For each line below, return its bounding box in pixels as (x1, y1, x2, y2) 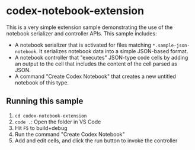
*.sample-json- (152, 43, 190, 48)
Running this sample (6, 96, 84, 106)
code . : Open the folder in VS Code (14, 118, 101, 125)
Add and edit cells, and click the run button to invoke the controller (14, 137, 178, 144)
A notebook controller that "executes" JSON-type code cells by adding (14, 54, 188, 61)
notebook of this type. (14, 79, 69, 86)
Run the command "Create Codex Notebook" (14, 131, 126, 138)
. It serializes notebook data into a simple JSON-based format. (36, 47, 188, 54)
